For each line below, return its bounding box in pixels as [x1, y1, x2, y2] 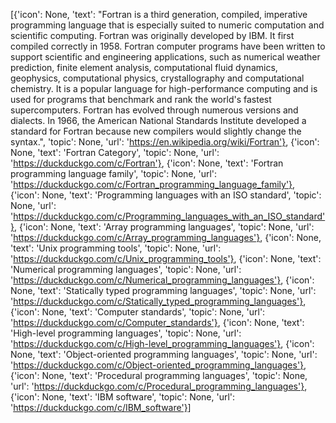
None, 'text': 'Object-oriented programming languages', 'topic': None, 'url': [10, 349, 318, 360]
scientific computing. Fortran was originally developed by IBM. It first [10, 30, 295, 41]
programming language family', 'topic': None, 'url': [10, 168, 218, 179]
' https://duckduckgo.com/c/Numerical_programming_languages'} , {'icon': [10, 274, 315, 286]
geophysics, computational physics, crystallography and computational [10, 72, 305, 84]
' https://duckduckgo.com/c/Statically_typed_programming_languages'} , [10, 295, 307, 307]
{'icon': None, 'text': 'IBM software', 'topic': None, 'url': [10, 391, 236, 403]
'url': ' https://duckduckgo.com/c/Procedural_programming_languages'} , [10, 380, 308, 392]
